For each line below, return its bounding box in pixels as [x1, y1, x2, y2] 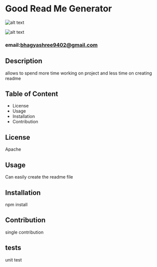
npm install [5, 201, 28, 207]
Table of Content [5, 90, 58, 98]
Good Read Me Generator [5, 3, 112, 14]
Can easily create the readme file [5, 174, 73, 180]
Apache [5, 146, 21, 152]
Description [5, 57, 42, 65]
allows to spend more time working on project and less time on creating [5, 70, 152, 76]
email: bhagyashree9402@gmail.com [5, 41, 98, 48]
